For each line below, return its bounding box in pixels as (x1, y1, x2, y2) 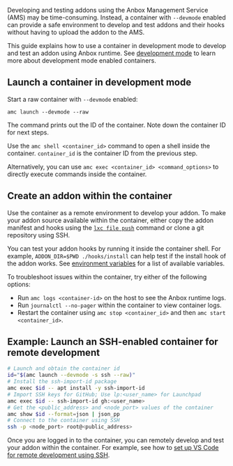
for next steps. (7, 128, 49, 137)
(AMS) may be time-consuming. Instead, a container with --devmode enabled (7, 13, 227, 22)
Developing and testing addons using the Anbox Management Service (7, 6, 209, 14)
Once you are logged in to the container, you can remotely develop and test (7, 436, 225, 444)
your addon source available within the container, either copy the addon (7, 216, 214, 224)
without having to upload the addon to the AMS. (7, 28, 145, 36)
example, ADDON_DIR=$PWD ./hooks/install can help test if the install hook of (7, 251, 227, 260)
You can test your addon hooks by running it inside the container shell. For (7, 244, 221, 253)
